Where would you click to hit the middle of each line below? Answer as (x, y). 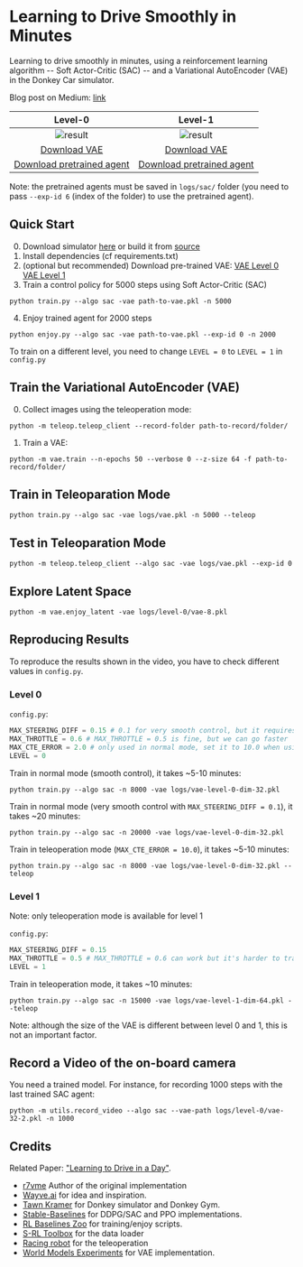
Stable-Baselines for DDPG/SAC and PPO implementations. (132, 1215)
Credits (31, 1147)
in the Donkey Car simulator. (62, 79)
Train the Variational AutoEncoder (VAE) (125, 388)
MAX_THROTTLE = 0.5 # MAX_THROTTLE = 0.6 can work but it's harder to (145, 958)
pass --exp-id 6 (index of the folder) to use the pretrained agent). (132, 196)
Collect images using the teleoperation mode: (107, 409)
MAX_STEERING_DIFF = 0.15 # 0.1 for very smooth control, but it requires (153, 731)
